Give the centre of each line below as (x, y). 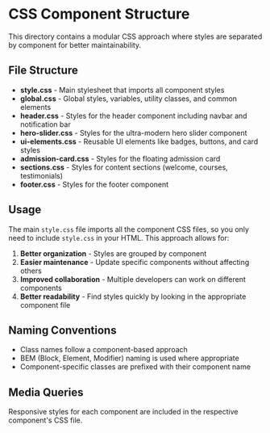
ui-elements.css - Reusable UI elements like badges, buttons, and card (139, 141)
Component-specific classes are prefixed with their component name (135, 367)
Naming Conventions (62, 330)
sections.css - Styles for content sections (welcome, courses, (124, 167)
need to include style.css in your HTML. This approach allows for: (119, 238)
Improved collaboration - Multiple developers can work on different (133, 279)
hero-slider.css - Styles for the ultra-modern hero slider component (133, 132)
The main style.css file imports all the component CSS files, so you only (129, 229)
